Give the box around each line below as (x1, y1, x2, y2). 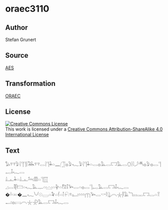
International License (5, 132, 49, 138)
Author (5, 23, 28, 32)
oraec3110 (5, 3, 50, 15)
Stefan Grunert (5, 36, 36, 43)
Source (5, 51, 29, 60)
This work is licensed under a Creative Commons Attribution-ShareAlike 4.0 (5, 126, 163, 132)
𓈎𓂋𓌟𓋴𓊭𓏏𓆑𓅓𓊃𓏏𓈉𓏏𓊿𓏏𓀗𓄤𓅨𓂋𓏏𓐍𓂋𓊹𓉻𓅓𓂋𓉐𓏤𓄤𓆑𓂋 (5, 184, 129, 190)
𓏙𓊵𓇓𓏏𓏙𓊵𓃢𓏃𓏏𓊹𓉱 (5, 177, 49, 183)
